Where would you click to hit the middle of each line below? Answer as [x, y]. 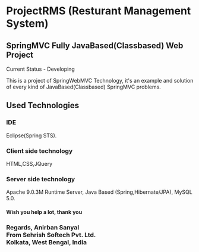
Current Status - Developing [41, 69]
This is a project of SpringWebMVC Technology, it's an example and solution [100, 81]
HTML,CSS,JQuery [29, 163]
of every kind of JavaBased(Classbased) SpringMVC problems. [84, 87]
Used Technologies [42, 105]
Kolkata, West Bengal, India [47, 242]
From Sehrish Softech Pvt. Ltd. [51, 235]
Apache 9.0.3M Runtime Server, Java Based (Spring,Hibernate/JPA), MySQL [99, 192]
